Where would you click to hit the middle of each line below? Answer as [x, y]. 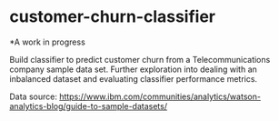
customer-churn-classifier [113, 17]
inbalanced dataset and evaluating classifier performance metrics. [133, 78]
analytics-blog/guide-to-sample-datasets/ [89, 106]
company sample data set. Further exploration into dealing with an [133, 69]
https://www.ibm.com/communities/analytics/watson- [160, 96]
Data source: [33, 96]
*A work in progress [48, 42]
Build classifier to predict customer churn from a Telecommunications [140, 59]
